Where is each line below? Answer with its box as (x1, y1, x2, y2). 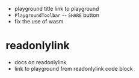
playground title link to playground (14, 5, 99, 12)
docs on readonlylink (14, 58, 67, 65)
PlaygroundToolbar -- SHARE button (14, 11, 100, 19)
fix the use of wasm (14, 18, 64, 25)
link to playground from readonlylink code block (14, 65, 133, 72)
